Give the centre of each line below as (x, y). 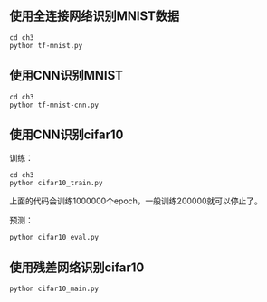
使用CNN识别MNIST (67, 75)
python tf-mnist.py (46, 45)
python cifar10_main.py (54, 289)
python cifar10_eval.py (54, 238)
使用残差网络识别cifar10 (77, 267)
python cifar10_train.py (56, 184)
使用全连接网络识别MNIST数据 (95, 16)
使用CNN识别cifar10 (67, 135)
